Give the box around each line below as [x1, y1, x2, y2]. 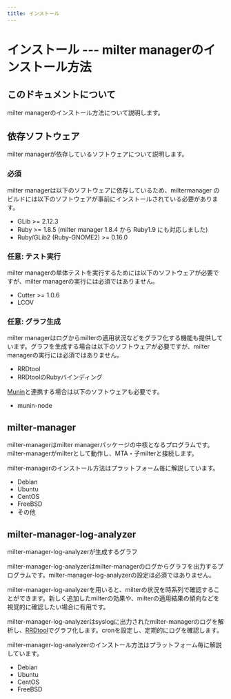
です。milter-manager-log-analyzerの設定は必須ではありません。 [30, 571, 216, 579]
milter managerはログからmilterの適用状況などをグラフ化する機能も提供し [7, 334, 217, 342]
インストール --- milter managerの [7, 42, 204, 57]
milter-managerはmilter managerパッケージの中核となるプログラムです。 [7, 441, 214, 449]
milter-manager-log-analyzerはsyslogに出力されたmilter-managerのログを [7, 617, 219, 625]
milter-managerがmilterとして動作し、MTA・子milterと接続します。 [7, 449, 198, 457]
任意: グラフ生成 [7, 317, 61, 326]
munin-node [17, 402, 53, 410]
